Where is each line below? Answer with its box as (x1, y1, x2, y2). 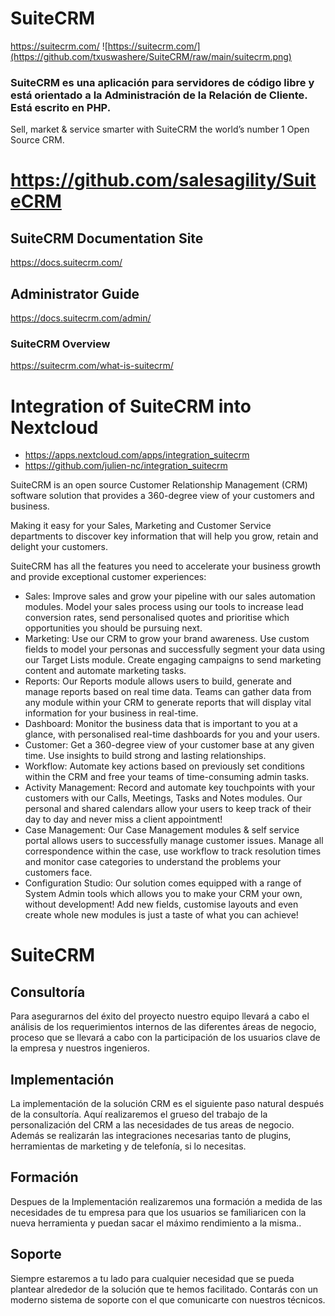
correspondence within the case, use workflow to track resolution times (24, 845, 322, 857)
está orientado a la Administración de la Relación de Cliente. (10, 88, 308, 102)
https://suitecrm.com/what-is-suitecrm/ (10, 360, 174, 372)
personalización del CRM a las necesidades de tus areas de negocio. (10, 1119, 295, 1131)
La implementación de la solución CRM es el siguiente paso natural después (10, 1098, 325, 1110)
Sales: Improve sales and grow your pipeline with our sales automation (24, 590, 316, 602)
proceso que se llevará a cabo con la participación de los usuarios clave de (10, 1032, 321, 1044)
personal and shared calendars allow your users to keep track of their (24, 803, 312, 815)
